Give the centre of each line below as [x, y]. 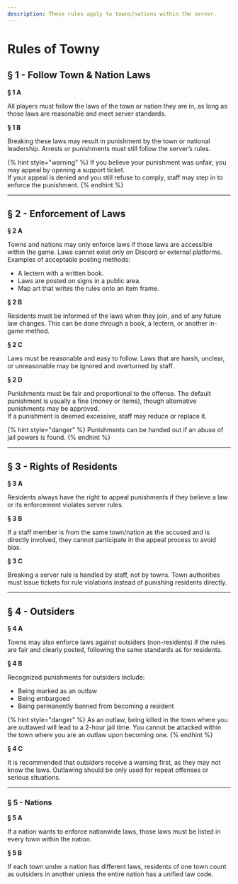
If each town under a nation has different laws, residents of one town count [117, 867]
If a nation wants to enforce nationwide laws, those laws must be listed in [114, 831]
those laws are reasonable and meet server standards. [87, 114]
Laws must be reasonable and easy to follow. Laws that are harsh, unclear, [116, 358]
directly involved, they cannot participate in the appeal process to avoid [112, 540]
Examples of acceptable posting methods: [69, 260]
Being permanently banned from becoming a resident [96, 706]
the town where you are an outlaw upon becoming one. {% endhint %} [110, 735]
